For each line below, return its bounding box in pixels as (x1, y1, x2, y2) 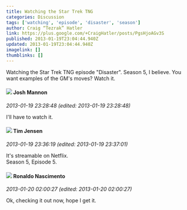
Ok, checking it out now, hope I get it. (6, 197, 96, 204)
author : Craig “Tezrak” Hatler (6, 25, 83, 31)
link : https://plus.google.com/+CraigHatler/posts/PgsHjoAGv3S (6, 31, 165, 36)
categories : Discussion (6, 14, 65, 20)
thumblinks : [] (6, 52, 44, 58)
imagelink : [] (6, 47, 41, 53)
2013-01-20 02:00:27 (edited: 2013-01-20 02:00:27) (6, 186, 132, 193)
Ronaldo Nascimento (13, 172, 66, 179)
